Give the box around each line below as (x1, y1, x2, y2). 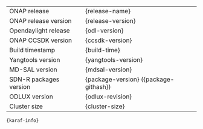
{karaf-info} (6, 118, 39, 124)
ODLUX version (9, 92, 53, 101)
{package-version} (85, 75, 140, 83)
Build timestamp (9, 46, 56, 54)
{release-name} (85, 7, 131, 15)
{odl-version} (85, 26, 124, 35)
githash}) (85, 83, 111, 91)
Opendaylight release (9, 26, 71, 35)
